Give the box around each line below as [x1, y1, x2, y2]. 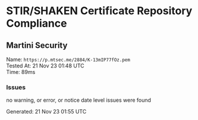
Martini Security [6, 40, 68, 50]
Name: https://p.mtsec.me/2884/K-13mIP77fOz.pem [6, 56, 131, 63]
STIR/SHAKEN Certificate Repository [6, 4, 193, 18]
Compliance [6, 17, 67, 30]
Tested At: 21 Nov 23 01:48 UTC [6, 62, 84, 69]
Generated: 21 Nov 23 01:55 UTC [6, 108, 87, 115]
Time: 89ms [6, 69, 36, 75]
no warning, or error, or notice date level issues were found [6, 96, 152, 104]
